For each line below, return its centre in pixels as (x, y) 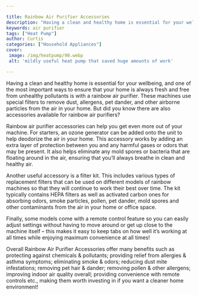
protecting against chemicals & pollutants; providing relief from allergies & (96, 255)
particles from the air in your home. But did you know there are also (88, 108)
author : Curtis (25, 39)
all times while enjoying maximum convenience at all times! (78, 237)
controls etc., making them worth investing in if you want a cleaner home (95, 280)
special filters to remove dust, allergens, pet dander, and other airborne (93, 102)
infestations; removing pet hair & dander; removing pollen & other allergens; (98, 268)
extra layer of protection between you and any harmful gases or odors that (97, 145)
